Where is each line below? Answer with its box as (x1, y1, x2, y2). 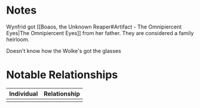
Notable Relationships (6, 68, 118, 82)
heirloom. (6, 36, 30, 43)
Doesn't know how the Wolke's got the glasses (6, 47, 121, 54)
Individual (9, 90, 38, 98)
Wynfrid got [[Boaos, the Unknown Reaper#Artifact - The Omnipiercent (6, 23, 182, 30)
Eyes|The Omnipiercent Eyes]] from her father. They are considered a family (6, 29, 194, 36)
